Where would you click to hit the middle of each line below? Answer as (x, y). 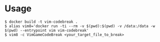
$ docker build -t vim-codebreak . (41, 22)
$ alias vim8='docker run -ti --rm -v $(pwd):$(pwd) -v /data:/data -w (80, 26)
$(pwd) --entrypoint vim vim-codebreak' (47, 30)
